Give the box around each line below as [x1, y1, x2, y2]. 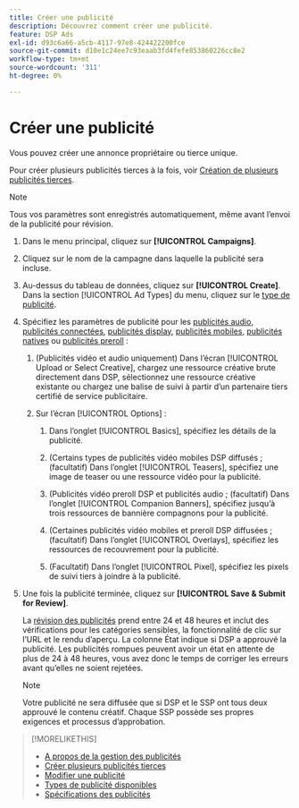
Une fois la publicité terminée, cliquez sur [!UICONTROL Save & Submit [21, 588, 286, 599]
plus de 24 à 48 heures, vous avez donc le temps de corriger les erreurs [21, 652, 288, 663]
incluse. [21, 262, 52, 273]
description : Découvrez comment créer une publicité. [9, 21, 214, 30]
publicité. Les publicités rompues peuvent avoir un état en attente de [21, 643, 275, 654]
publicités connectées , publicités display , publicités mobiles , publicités [21, 326, 283, 336]
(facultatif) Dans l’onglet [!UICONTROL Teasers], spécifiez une [48, 462, 279, 472]
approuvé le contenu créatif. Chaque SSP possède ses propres [21, 706, 254, 717]
